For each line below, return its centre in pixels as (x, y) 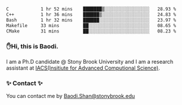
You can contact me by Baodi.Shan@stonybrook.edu (71, 96)
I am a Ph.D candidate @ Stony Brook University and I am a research (90, 61)
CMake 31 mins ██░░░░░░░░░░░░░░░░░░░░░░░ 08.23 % (91, 31)
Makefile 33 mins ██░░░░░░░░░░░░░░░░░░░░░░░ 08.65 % (91, 25)
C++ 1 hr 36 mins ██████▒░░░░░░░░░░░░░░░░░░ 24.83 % (91, 14)
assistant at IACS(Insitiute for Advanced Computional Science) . (83, 68)
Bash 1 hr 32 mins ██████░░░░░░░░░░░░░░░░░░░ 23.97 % (91, 20)
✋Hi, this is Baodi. (32, 47)
